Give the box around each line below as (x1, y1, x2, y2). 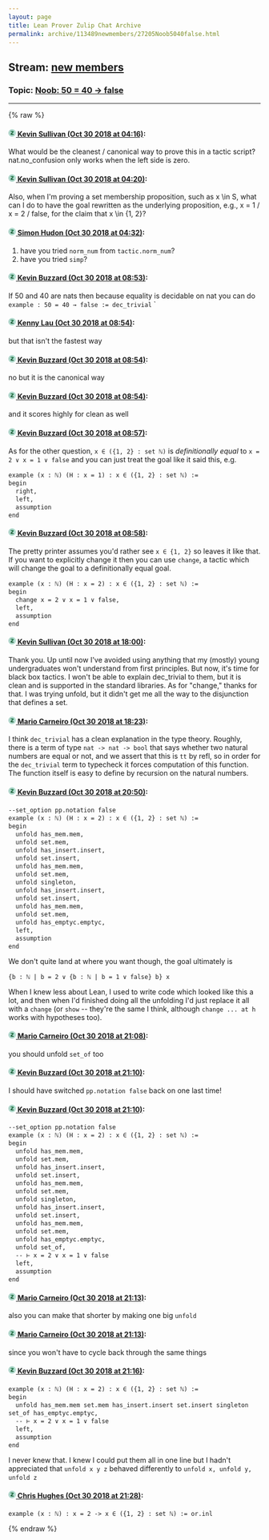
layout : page (8, 13, 52, 21)
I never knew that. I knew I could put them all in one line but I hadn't (8, 1455, 231, 1465)
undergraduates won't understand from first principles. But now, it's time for (8, 663, 259, 673)
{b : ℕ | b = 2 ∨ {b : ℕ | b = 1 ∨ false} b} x (8, 973, 171, 981)
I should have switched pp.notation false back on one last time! (8, 1086, 222, 1095)
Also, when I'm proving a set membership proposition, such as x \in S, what (8, 192, 257, 202)
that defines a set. (8, 698, 68, 708)
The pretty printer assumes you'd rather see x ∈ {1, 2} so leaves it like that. (8, 546, 261, 556)
